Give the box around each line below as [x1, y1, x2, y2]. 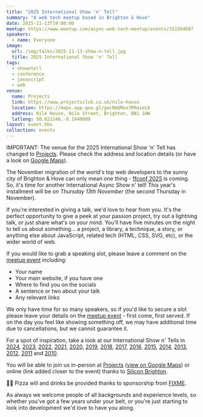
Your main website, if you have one [15, 275, 103, 282]
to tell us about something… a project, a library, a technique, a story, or [6, 225, 183, 232]
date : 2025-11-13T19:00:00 [6, 20, 75, 26]
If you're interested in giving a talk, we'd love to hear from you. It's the [6, 206, 181, 213]
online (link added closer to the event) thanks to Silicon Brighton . [6, 368, 168, 375]
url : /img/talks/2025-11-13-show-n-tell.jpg [12, 48, 126, 55]
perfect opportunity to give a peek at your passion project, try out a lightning [6, 213, 198, 219]
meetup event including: [6, 256, 67, 264]
